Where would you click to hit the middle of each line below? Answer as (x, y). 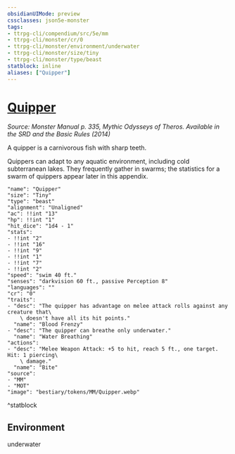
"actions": (23, 343)
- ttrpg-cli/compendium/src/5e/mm (58, 33)
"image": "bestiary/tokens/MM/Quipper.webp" (74, 392)
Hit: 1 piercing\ (33, 356)
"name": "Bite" (36, 368)
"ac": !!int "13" (33, 214)
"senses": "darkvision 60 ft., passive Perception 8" (88, 282)
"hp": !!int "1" (31, 220)
